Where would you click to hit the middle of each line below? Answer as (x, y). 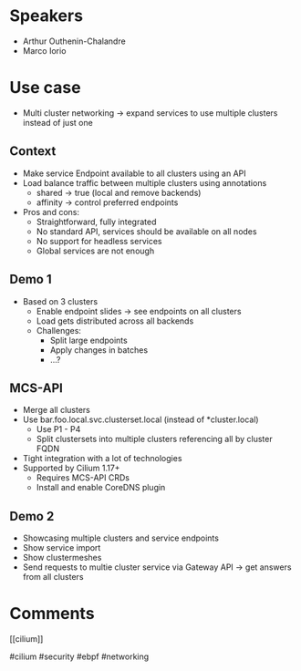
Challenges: (59, 330)
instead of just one (57, 122)
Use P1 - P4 (58, 429)
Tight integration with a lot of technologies (102, 459)
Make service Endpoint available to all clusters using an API (134, 173)
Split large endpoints (88, 340)
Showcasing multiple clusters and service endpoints (120, 538)
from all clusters (53, 577)
